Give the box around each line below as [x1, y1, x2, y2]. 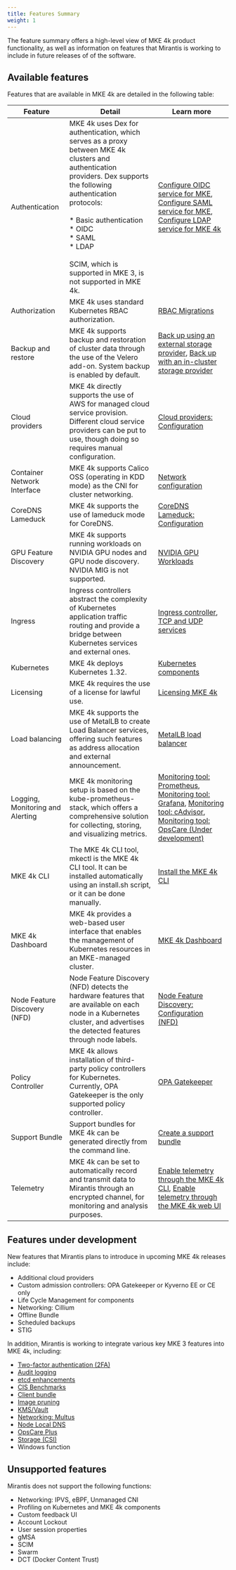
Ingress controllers [69, 585, 131, 595]
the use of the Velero [69, 352, 138, 362]
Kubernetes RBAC [69, 306, 129, 316]
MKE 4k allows [69, 1046, 118, 1056]
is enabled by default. [69, 370, 140, 380]
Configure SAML [157, 198, 213, 208]
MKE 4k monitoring [69, 777, 133, 786]
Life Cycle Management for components [17, 1296, 135, 1305]
